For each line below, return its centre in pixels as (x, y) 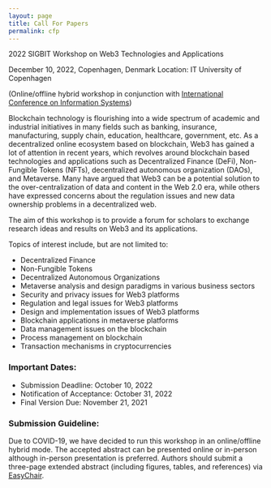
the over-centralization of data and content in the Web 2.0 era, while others (134, 187)
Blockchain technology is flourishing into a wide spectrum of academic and (134, 118)
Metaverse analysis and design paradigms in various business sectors (138, 286)
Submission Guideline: (54, 423)
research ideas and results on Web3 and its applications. (103, 229)
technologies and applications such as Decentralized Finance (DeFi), (123, 161)
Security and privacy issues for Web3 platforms (100, 295)
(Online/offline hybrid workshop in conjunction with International (116, 94)
